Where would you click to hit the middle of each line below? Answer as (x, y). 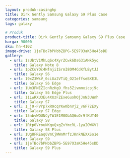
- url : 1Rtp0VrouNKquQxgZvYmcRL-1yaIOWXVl (54, 125)
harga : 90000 (19, 42)
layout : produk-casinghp (31, 10)
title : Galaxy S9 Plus (37, 148)
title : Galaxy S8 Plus (37, 130)
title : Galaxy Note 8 (36, 65)
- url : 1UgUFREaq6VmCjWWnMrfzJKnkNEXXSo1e (54, 134)
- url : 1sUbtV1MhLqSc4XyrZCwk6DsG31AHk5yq (54, 60)
